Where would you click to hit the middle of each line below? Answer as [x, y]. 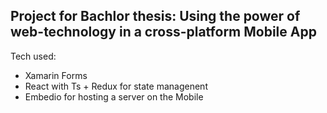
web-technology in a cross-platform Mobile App [163, 32]
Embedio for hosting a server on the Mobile [114, 96]
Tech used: [33, 56]
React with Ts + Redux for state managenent [116, 86]
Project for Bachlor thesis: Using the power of [155, 16]
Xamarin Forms [56, 75]
